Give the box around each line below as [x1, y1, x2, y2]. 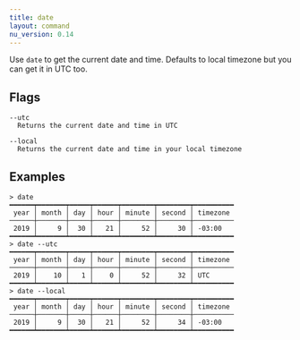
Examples [9, 169, 65, 184]
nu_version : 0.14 [9, 30, 74, 38]
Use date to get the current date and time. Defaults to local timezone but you [9, 55, 292, 65]
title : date [9, 13, 54, 22]
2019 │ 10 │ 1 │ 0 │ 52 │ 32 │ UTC [13, 271, 210, 280]
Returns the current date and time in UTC [17, 122, 178, 131]
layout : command [9, 21, 70, 30]
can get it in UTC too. [9, 64, 88, 74]
